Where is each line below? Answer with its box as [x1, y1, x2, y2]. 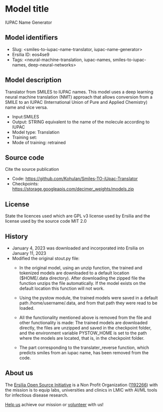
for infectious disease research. [5, 392, 69, 398]
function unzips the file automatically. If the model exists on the [19, 280, 146, 286]
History [5, 232, 28, 241]
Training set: [12, 134, 37, 140]
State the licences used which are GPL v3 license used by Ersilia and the [5, 213, 150, 219]
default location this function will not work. [19, 285, 105, 291]
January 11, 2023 [12, 250, 47, 256]
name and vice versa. [5, 104, 48, 110]
